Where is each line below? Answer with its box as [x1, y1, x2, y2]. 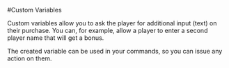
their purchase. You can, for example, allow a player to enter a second [7, 27, 208, 34]
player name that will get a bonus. [7, 34, 104, 42]
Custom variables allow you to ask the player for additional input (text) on [7, 19, 217, 27]
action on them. [7, 54, 52, 63]
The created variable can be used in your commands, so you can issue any [7, 47, 223, 55]
